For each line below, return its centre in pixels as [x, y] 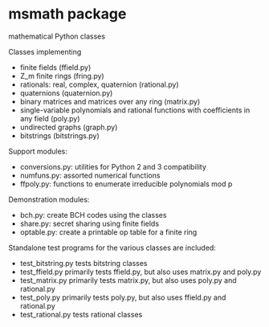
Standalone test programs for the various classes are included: [112, 247]
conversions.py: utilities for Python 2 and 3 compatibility [113, 166]
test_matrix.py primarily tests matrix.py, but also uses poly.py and [128, 280]
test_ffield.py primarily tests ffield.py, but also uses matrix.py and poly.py [141, 272]
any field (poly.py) [50, 118]
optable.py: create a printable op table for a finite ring [108, 232]
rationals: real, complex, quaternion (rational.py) [99, 84]
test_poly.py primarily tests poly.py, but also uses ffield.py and [123, 297]
